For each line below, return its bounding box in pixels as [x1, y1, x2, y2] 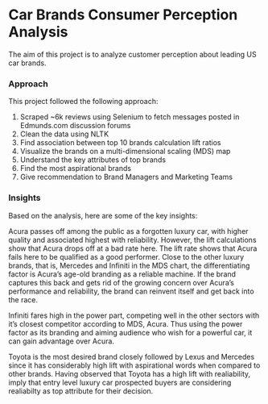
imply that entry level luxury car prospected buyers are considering [8, 377, 232, 387]
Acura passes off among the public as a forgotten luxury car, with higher [8, 226, 249, 235]
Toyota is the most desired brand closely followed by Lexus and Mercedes [8, 352, 255, 361]
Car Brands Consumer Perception [8, 6, 238, 24]
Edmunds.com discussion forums [19, 121, 131, 131]
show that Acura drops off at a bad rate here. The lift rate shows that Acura [8, 244, 258, 253]
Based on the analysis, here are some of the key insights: [8, 210, 198, 220]
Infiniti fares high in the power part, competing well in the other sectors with [8, 310, 260, 320]
